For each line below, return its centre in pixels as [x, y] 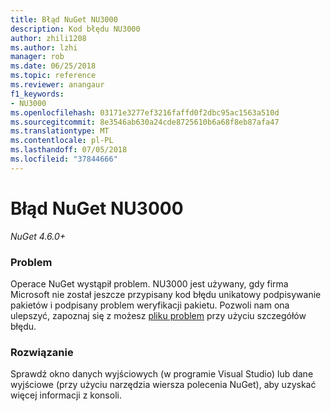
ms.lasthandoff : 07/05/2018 [69, 150]
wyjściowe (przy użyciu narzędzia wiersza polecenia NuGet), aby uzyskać [163, 385]
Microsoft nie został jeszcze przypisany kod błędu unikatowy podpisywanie [166, 294]
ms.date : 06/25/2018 [53, 66]
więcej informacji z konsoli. [66, 395]
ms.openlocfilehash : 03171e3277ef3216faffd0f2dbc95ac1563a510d [145, 112]
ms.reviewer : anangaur [57, 85]
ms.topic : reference [53, 76]
